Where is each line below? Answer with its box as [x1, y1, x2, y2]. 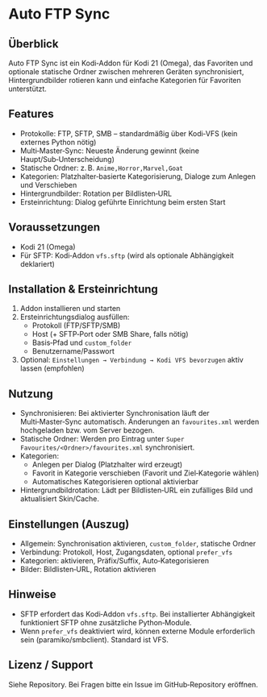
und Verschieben [19, 180, 77, 189]
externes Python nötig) [19, 137, 97, 147]
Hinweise [8, 587, 56, 601]
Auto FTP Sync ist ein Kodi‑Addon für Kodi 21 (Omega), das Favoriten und [8, 58, 253, 68]
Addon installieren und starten [19, 304, 121, 313]
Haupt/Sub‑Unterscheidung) [19, 154, 115, 164]
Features [8, 107, 54, 121]
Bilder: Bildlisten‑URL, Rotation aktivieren [19, 565, 156, 575]
